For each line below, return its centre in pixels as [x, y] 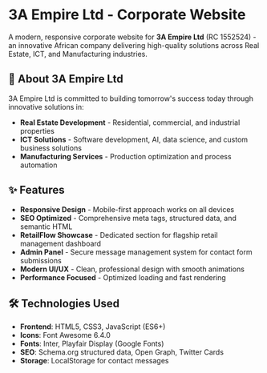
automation [38, 165]
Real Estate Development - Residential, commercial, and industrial [130, 122]
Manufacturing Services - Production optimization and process [125, 156]
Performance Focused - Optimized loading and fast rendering [123, 277]
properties [37, 130]
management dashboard [61, 243]
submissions [40, 260]
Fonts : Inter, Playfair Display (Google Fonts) [92, 344]
